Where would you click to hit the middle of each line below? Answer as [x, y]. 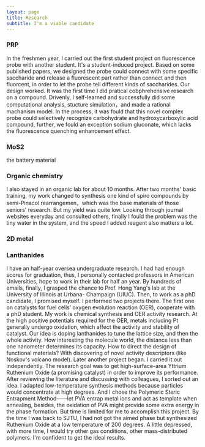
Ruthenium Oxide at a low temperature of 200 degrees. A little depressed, [99, 425]
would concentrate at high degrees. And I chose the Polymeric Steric [93, 392]
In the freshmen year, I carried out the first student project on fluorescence [101, 58]
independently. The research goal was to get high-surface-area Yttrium [96, 366]
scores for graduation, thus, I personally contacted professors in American [100, 275]
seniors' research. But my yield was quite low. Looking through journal [95, 210]
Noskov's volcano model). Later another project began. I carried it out [94, 359]
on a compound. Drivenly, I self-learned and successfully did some [91, 97]
